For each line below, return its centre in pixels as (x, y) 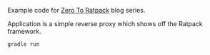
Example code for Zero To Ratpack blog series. (76, 10)
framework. (24, 31)
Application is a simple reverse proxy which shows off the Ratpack (105, 24)
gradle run (24, 44)
